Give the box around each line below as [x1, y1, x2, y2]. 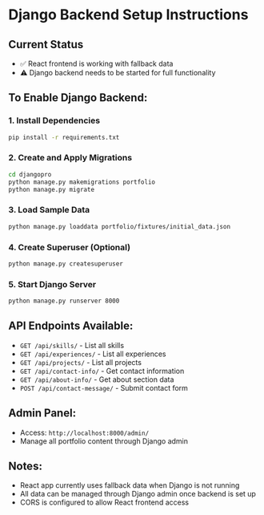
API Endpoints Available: [8, 319, 134, 333]
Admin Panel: [8, 407, 77, 420]
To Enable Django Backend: [8, 91, 148, 105]
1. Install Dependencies [8, 115, 101, 126]
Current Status [8, 38, 84, 51]
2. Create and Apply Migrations [8, 152, 133, 164]
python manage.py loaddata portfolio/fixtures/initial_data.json [8, 222, 230, 230]
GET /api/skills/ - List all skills [19, 340, 125, 350]
